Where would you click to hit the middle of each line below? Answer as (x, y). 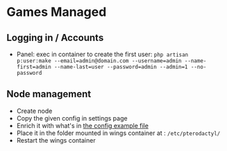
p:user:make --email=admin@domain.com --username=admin (99, 61)
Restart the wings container (56, 140)
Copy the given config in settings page (72, 118)
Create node (34, 111)
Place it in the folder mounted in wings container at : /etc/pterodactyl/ (118, 133)
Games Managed (57, 12)
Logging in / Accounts (55, 38)
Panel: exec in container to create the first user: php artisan (102, 54)
